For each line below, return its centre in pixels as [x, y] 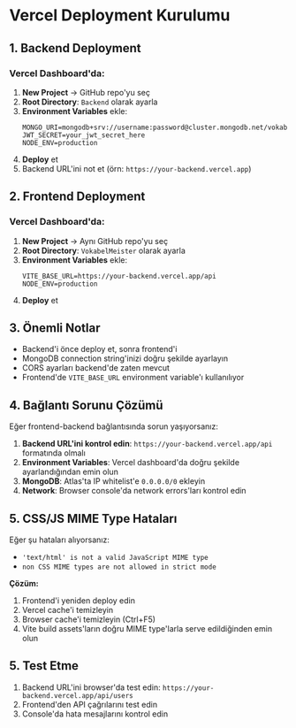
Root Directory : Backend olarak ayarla [90, 102]
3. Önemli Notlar [55, 328]
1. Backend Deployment [75, 48]
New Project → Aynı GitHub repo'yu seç [95, 241]
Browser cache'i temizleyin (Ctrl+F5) [89, 619]
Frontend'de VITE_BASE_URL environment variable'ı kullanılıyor [133, 378]
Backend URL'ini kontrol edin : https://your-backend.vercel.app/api [147, 444]
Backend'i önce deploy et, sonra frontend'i [99, 349]
